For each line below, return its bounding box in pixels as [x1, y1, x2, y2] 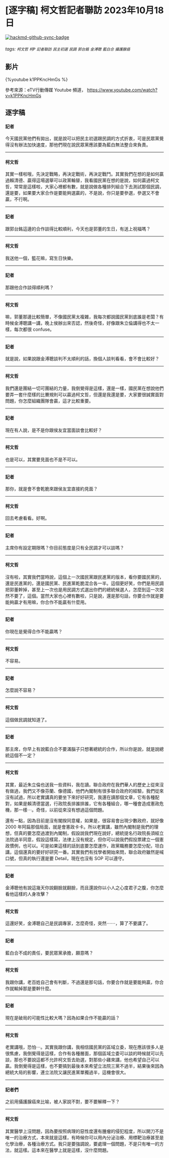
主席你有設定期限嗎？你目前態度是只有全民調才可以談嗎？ [5, 544, 124, 551]
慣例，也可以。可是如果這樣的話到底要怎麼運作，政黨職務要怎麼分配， [9, 843, 155, 849]
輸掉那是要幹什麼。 [14, 985, 54, 991]
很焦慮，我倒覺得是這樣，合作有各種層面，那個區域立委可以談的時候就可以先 [5, 1051, 164, 1057]
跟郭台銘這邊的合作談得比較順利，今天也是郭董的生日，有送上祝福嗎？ [5, 225, 151, 232]
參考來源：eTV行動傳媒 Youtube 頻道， [5, 87, 87, 93]
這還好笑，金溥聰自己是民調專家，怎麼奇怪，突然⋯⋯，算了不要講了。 [5, 921, 151, 927]
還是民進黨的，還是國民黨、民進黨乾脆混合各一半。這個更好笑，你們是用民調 [5, 580, 164, 586]
